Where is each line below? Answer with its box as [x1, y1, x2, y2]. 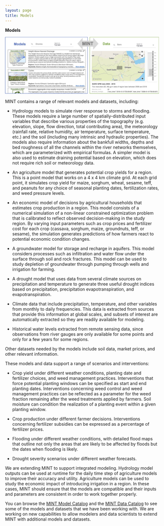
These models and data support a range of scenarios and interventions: [5, 360, 149, 366]
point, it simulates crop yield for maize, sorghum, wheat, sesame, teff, [12, 180, 152, 185]
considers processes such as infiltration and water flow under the [12, 251, 144, 256]
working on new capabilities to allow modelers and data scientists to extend [5, 511, 158, 517]
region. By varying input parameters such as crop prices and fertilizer [12, 220, 152, 226]
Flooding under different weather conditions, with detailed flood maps [12, 435, 153, 441]
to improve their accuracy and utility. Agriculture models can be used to [5, 475, 149, 481]
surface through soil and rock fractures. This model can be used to [12, 256, 147, 262]
